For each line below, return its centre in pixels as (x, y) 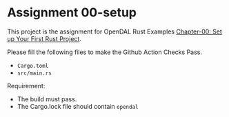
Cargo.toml (33, 66)
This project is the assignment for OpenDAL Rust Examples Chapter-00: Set (115, 31)
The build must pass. (47, 99)
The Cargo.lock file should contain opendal (78, 106)
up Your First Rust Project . (44, 38)
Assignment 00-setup (72, 13)
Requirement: (26, 86)
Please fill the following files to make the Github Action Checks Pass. (104, 52)
